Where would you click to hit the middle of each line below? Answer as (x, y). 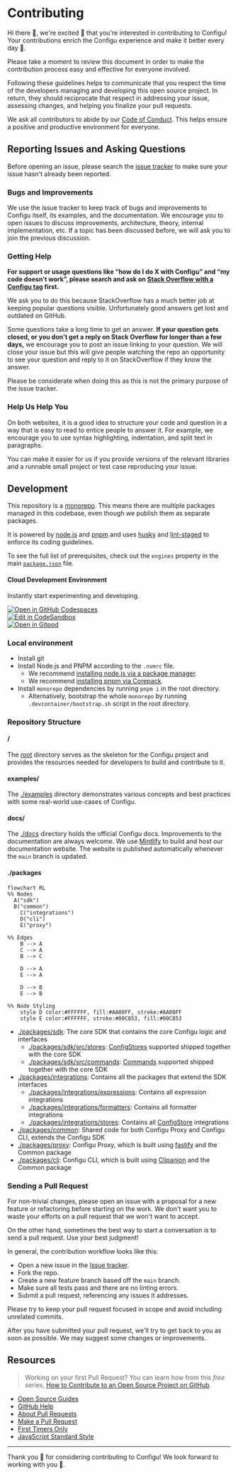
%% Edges (20, 938)
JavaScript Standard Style (56, 1436)
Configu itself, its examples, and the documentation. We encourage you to (115, 215)
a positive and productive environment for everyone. (84, 126)
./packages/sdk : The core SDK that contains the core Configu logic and (122, 1031)
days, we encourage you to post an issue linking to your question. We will (115, 344)
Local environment (40, 643)
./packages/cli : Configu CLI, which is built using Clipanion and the (114, 1160)
